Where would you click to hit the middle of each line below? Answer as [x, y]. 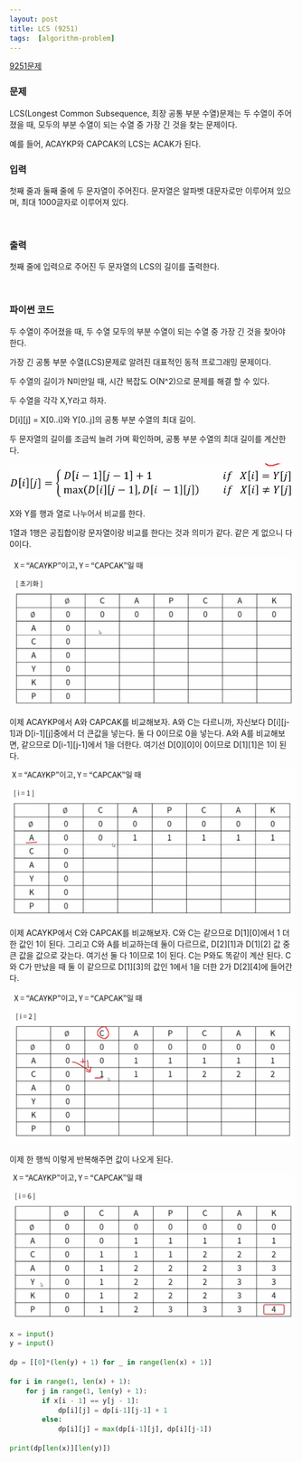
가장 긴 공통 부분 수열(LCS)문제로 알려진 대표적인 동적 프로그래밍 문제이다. [140, 362]
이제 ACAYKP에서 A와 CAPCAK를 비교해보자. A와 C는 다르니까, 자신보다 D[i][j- [150, 722]
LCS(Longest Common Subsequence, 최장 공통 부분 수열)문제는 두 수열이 [142, 113]
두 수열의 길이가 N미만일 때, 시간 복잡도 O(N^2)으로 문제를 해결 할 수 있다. [140, 381]
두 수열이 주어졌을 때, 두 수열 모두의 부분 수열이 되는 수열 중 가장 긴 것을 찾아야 [148, 331]
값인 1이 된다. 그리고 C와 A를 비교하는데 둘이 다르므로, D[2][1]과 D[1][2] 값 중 [155, 944]
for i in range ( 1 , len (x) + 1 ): [70, 1382]
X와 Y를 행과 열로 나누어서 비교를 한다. [77, 513]
